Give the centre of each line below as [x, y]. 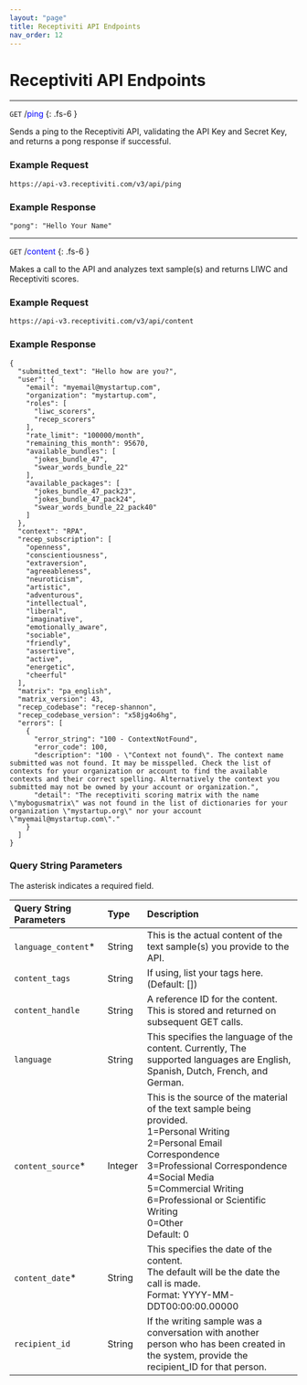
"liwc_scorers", [64, 411]
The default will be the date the [213, 1272]
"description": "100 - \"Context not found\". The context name [159, 755]
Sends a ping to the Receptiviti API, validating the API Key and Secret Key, [148, 132]
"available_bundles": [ [71, 451]
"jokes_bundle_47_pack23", [85, 491]
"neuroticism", [55, 579]
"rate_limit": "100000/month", [85, 435]
